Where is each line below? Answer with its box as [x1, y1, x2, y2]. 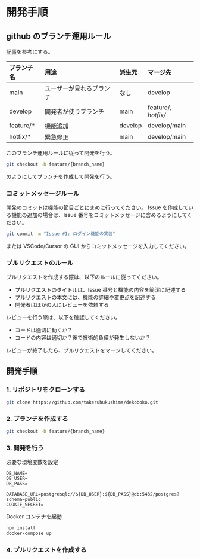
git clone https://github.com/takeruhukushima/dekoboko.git [6, 399, 159, 405]
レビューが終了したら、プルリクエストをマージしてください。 [6, 347, 157, 354]
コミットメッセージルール [6, 189, 79, 197]
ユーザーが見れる [44, 84, 93, 93]
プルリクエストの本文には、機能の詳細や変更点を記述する [14, 294, 156, 301]
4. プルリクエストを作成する [6, 546, 87, 554]
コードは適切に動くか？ [14, 326, 73, 334]
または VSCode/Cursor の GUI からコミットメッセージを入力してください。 [6, 243, 190, 250]
